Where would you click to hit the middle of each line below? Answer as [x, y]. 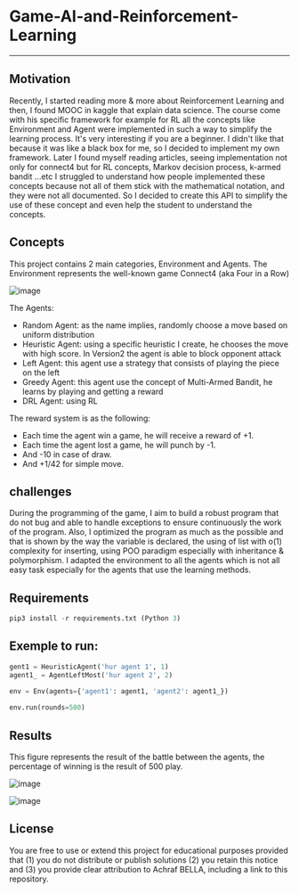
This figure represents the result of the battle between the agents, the [137, 757]
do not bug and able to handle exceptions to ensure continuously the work [145, 522]
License [32, 829]
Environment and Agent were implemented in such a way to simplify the [141, 129]
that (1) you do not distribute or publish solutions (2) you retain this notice [144, 860]
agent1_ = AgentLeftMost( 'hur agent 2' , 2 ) [91, 675]
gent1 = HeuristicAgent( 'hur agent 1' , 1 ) [89, 667]
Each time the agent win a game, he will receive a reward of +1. [138, 435]
